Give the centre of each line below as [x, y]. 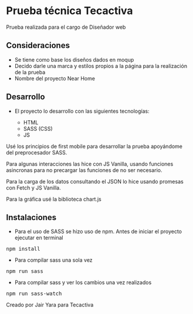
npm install [23, 249]
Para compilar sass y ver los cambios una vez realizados [83, 282]
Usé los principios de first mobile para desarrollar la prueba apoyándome [94, 146]
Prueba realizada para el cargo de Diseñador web [66, 27]
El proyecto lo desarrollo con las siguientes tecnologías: [82, 111]
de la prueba [30, 72]
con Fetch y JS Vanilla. [33, 188]
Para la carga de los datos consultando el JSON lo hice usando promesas [95, 181]
